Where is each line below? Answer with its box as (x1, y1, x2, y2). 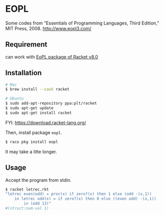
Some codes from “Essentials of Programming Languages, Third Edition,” (5, 20, 159, 26)
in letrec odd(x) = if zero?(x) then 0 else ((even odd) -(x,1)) (14, 196, 157, 202)
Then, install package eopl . (5, 129, 62, 135)
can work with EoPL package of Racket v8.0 (5, 54, 99, 60)
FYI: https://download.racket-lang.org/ (5, 120, 86, 126)
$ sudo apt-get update (5, 106, 54, 111)
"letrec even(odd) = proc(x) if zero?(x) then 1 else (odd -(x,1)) (5, 192, 152, 197)
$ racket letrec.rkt (5, 187, 50, 192)
